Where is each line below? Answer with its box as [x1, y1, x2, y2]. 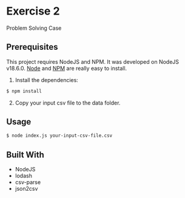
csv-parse [15, 179, 41, 186]
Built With [6, 149, 44, 160]
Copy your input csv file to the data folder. [15, 99, 121, 106]
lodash [15, 172, 32, 180]
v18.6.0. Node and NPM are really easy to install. [6, 64, 127, 72]
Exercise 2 [6, 4, 60, 18]
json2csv [15, 185, 38, 193]
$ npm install [6, 88, 42, 94]
